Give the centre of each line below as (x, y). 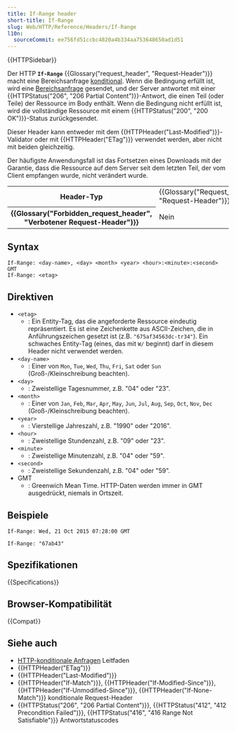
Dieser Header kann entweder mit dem (63, 132)
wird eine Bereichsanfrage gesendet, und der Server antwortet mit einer (112, 89)
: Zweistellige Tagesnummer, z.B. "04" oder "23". (99, 389)
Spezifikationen (43, 565)
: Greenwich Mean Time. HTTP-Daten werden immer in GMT (115, 486)
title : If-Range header (42, 14)
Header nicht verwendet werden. (76, 351)
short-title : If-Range (40, 20)
